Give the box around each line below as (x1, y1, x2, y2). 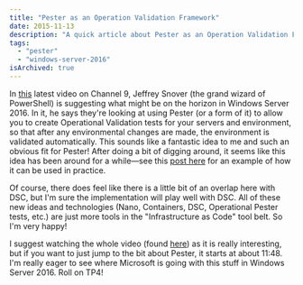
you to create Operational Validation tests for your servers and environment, (9, 116, 291, 127)
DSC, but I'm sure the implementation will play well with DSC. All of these (9, 191, 281, 203)
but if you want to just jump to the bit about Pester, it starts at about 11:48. (9, 247, 283, 258)
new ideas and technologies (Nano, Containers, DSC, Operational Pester (9, 201, 279, 212)
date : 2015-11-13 (9, 22, 75, 31)
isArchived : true (9, 64, 75, 73)
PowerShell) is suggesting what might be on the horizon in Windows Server (9, 97, 289, 108)
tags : (9, 38, 30, 48)
